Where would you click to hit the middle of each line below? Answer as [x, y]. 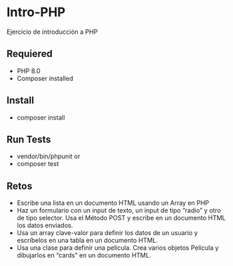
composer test [38, 164]
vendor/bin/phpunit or [48, 156]
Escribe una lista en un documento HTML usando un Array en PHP [113, 203]
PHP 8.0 [28, 70]
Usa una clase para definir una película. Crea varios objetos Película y [118, 248]
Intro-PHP [36, 12]
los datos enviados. [45, 225]
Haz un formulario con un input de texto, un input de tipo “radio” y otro [119, 210]
